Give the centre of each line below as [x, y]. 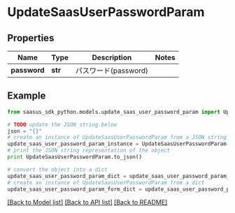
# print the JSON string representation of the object [89, 151]
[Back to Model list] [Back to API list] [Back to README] [87, 203]
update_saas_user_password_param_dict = [67, 176]
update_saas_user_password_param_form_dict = [74, 189]
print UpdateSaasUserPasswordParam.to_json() [74, 157]
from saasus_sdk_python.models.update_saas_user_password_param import [114, 112]
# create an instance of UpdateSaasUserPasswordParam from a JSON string [117, 138]
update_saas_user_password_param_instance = [73, 144]
